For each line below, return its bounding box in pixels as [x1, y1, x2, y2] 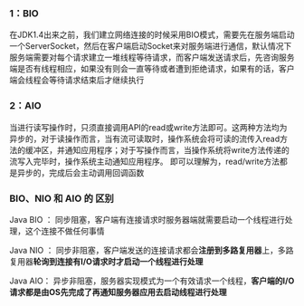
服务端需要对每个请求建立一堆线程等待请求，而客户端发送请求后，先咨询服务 [9, 52, 295, 63]
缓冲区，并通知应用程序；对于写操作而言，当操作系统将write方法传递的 [24, 144, 290, 155]
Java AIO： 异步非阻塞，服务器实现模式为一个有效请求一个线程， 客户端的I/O [9, 275, 295, 286]
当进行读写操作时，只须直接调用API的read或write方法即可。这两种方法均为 [9, 121, 288, 132]
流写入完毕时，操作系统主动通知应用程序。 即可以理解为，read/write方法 [9, 156, 280, 167]
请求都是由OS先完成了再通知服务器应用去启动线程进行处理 [9, 286, 227, 297]
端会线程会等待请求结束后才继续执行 [9, 74, 145, 86]
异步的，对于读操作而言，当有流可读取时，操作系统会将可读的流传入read [9, 133, 280, 144]
